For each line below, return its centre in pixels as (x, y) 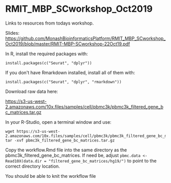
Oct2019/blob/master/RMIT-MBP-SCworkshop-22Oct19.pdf (68, 43)
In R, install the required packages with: (47, 54)
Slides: (12, 33)
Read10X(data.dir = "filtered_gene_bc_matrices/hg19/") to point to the (81, 161)
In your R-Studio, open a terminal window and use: (59, 122)
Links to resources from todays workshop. (50, 23)
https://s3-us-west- (26, 101)
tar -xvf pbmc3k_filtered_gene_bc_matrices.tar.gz (60, 140)
